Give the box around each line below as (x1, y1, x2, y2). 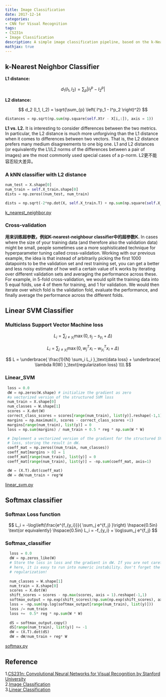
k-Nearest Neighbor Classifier (5, 63, 100, 71)
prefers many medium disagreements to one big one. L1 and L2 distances (5, 141, 155, 147)
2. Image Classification (5, 681, 51, 687)
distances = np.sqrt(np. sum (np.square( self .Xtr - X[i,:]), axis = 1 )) (5, 116, 154, 121)
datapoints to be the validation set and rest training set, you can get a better (5, 260, 160, 266)
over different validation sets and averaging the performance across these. (5, 271, 158, 277)
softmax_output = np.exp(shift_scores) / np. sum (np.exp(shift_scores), (9, 597, 156, 602)
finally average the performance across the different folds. (5, 292, 124, 298)
